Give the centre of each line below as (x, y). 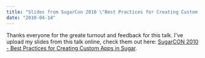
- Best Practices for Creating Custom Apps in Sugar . (72, 48)
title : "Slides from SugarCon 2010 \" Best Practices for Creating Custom (102, 12)
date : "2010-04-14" (31, 18)
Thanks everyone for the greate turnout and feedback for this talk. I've (95, 35)
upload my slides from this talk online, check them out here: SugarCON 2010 (103, 42)
